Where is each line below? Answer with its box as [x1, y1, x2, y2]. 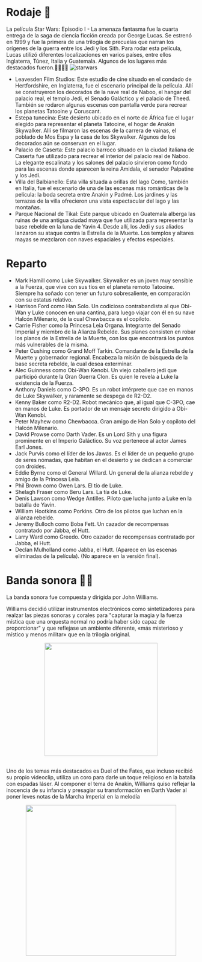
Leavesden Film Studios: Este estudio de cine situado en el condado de [14, 75, 192, 83]
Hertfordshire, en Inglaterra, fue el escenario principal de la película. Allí [14, 81, 194, 89]
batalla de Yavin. [14, 501, 56, 508]
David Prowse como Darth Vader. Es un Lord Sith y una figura [14, 431, 167, 438]
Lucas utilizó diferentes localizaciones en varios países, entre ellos [6, 51, 171, 58]
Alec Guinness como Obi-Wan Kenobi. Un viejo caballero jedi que [14, 366, 177, 373]
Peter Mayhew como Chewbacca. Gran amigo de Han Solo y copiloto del [14, 417, 196, 425]
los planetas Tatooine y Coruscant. [14, 107, 102, 115]
